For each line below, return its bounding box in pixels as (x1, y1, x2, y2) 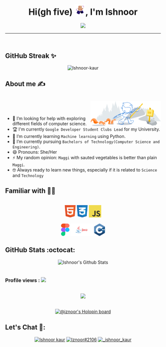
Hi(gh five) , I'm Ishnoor (28, 6, 138, 18)
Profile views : (5, 277, 41, 283)
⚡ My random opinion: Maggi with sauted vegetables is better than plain (12, 154, 157, 160)
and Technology (12, 172, 44, 178)
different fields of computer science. (12, 120, 87, 127)
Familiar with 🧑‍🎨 (5, 186, 56, 195)
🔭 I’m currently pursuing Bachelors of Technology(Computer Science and (12, 139, 160, 144)
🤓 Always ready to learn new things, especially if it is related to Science (12, 167, 157, 173)
